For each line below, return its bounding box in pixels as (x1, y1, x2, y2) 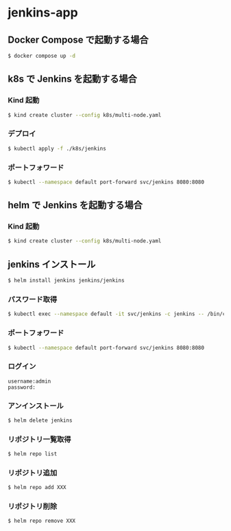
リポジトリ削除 (8, 501, 58, 511)
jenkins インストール (8, 258, 96, 270)
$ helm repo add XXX (8, 484, 67, 491)
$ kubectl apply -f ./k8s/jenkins (8, 145, 107, 152)
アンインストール (8, 400, 64, 410)
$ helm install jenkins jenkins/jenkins (8, 277, 125, 284)
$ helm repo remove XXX (8, 517, 76, 525)
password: (8, 383, 36, 391)
